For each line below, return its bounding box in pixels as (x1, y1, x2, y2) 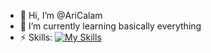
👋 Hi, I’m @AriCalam (19, 10, 103, 21)
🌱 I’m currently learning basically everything (19, 20, 202, 32)
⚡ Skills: (19, 31, 53, 43)
